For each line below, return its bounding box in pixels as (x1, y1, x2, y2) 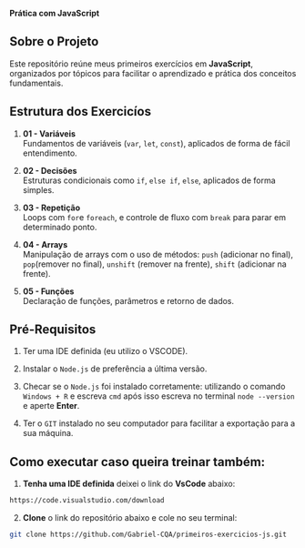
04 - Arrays (22, 238, 68, 249)
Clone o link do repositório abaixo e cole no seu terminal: (22, 512, 238, 523)
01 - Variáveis (22, 127, 76, 139)
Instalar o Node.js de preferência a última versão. (22, 363, 208, 374)
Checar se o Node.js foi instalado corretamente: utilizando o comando (22, 381, 286, 392)
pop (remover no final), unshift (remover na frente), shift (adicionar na (22, 259, 287, 269)
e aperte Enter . (22, 401, 80, 411)
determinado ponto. (22, 221, 97, 232)
